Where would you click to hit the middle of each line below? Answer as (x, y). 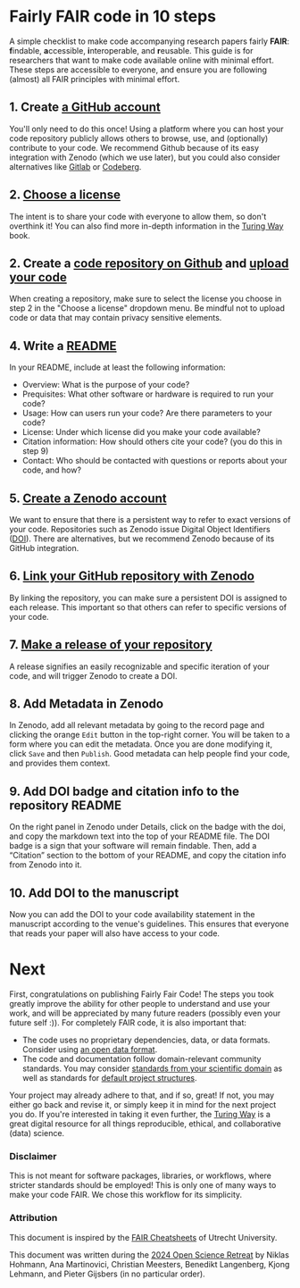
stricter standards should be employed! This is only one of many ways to (143, 1185)
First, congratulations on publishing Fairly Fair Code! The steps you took (142, 994)
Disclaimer (33, 1156)
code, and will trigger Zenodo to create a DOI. (93, 675)
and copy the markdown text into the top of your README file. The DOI (140, 836)
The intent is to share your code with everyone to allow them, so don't (138, 216)
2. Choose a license (65, 195)
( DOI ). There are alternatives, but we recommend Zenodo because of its (142, 539)
